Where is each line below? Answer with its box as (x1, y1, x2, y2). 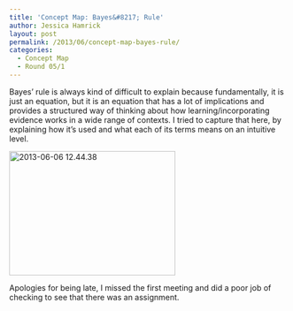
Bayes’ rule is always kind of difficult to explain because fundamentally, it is (9, 86, 285, 97)
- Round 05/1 (17, 63, 66, 72)
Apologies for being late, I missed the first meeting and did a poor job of (9, 282, 272, 292)
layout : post (9, 29, 58, 38)
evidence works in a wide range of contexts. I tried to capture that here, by (9, 114, 281, 125)
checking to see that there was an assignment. (9, 292, 180, 302)
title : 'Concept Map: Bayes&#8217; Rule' (9, 12, 165, 22)
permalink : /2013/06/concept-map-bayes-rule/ (9, 37, 180, 47)
